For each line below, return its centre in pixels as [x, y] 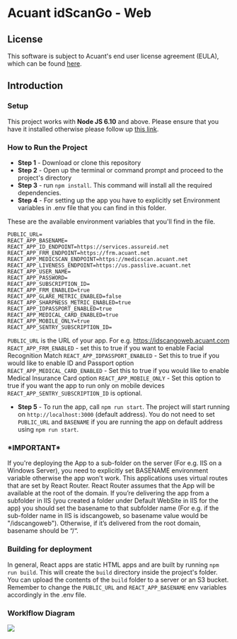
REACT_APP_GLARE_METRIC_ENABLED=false [64, 296]
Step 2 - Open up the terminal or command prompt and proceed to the [120, 170]
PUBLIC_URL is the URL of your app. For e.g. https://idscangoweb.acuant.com [118, 340]
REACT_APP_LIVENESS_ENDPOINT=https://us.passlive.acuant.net [99, 265]
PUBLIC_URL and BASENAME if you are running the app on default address [120, 422]
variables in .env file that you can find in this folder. [92, 207]
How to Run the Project [48, 147]
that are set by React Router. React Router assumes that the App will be [111, 485]
